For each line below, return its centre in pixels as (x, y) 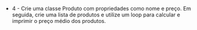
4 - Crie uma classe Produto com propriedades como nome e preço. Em (102, 9)
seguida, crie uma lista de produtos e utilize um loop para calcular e (96, 15)
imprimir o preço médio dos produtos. (59, 21)
